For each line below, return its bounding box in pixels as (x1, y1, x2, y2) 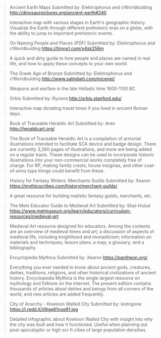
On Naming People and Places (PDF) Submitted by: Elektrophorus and (9, 40, 155, 46)
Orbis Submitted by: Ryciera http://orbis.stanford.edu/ (9, 96, 122, 101)
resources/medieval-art (9, 214, 59, 219)
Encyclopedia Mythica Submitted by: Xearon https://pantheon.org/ (9, 255, 148, 260)
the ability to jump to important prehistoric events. (9, 30, 114, 36)
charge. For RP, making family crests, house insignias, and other (9, 162, 143, 168)
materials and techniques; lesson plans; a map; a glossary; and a (9, 239, 144, 245)
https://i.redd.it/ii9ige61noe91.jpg (9, 306, 78, 312)
